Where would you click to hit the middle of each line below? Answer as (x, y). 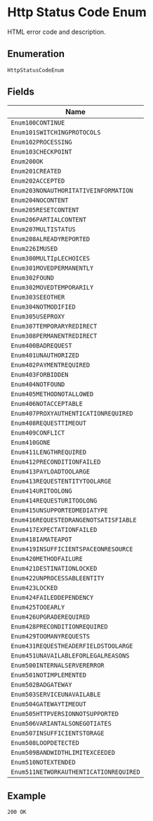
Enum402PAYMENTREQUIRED (51, 365)
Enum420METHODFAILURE (47, 558)
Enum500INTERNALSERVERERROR (58, 665)
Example (27, 796)
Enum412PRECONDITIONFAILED (56, 462)
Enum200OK (27, 161)
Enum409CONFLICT (38, 433)
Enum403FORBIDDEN (40, 375)
